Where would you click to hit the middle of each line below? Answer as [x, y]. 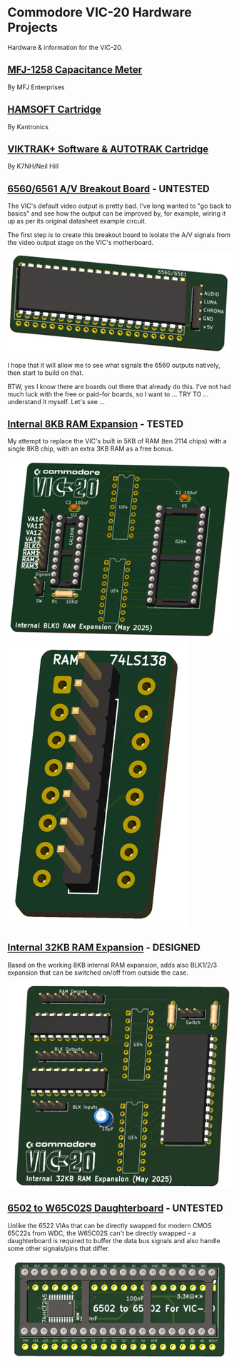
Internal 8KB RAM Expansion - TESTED [96, 424]
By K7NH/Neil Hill [33, 166]
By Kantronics [28, 126]
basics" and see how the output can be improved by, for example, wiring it [117, 214]
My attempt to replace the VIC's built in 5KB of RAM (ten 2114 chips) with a [117, 441]
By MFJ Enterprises [36, 87]
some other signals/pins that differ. [59, 1248]
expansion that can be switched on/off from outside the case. [98, 973]
